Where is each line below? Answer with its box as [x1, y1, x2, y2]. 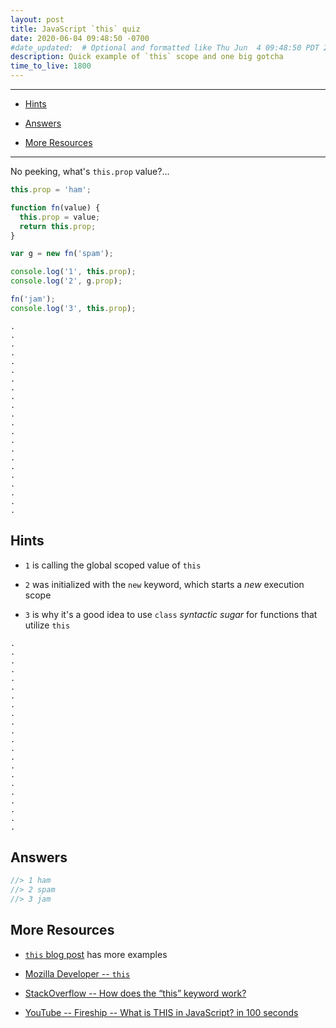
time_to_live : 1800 [10, 61, 92, 71]
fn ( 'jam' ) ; [10, 294, 56, 304]
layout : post [10, 14, 65, 25]
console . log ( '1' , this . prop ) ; [10, 267, 137, 277]
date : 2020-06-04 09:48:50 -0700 [10, 33, 150, 43]
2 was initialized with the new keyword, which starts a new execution [24, 578, 305, 590]
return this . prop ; [19, 221, 97, 231]
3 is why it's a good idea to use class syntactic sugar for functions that [24, 608, 318, 620]
